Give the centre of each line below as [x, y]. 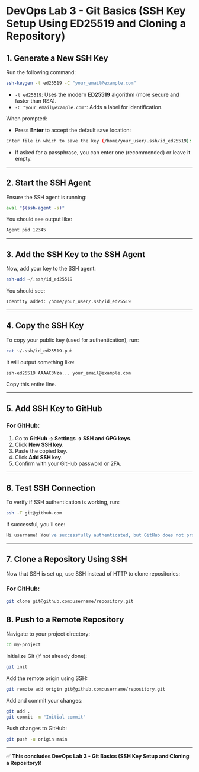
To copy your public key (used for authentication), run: [73, 340]
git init [17, 667]
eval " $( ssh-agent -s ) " [36, 208]
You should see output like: [39, 219]
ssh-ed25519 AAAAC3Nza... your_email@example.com [69, 373]
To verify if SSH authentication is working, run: [63, 502]
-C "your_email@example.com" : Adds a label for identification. [89, 107]
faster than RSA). [36, 101]
